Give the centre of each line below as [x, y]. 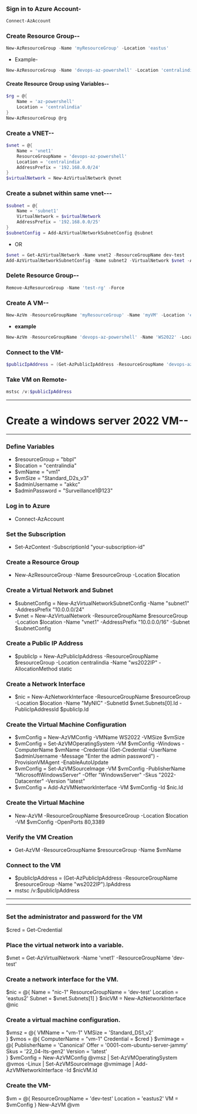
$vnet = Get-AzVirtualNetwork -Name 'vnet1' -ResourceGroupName [89, 958]
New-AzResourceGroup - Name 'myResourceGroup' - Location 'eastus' [87, 48]
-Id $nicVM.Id [81, 1070]
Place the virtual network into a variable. [65, 945]
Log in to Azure [28, 506]
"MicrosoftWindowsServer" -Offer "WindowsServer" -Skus [86, 775]
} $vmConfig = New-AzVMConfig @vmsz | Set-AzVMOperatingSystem [92, 1058]
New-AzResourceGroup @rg [36, 118]
